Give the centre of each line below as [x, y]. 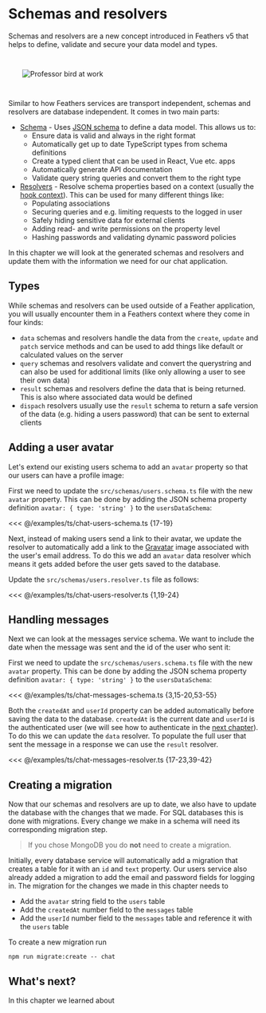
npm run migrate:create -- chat [62, 957]
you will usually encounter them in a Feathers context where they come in [129, 314]
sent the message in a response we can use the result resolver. [113, 744]
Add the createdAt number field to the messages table [106, 910]
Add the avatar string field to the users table [92, 901]
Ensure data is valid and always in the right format [113, 135]
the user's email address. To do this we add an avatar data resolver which [130, 556]
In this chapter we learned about [62, 1000]
